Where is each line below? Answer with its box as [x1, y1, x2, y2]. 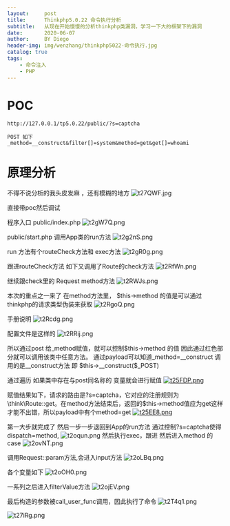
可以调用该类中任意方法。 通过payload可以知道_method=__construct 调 [19, 353, 221, 361]
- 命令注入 [19, 61, 47, 68]
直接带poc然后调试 [7, 204, 61, 212]
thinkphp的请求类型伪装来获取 [7, 300, 93, 309]
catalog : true [7, 49, 48, 56]
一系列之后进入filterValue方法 [7, 483, 91, 491]
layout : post [7, 10, 57, 17]
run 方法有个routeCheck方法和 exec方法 [7, 248, 121, 256]
